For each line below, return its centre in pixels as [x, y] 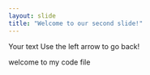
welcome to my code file [49, 62]
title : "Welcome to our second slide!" [76, 23]
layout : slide [32, 16]
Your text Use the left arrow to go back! [74, 46]
